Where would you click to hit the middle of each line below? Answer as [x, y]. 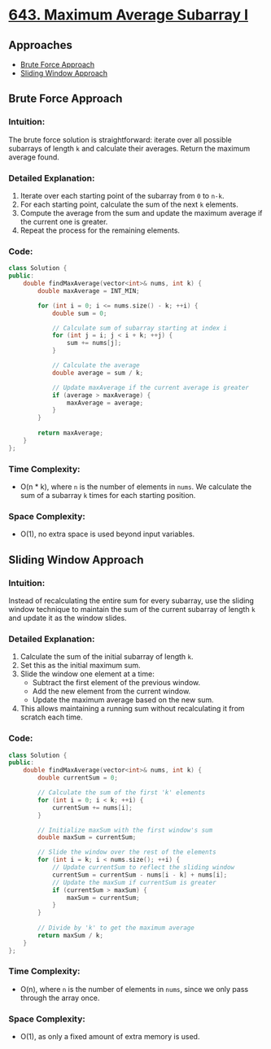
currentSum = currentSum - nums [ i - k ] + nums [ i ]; [140, 875]
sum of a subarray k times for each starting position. [108, 495]
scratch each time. [51, 717]
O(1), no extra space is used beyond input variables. [107, 534]
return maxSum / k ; [71, 935]
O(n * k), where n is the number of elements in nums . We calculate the [136, 487]
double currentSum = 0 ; [78, 778]
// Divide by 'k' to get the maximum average [116, 928]
